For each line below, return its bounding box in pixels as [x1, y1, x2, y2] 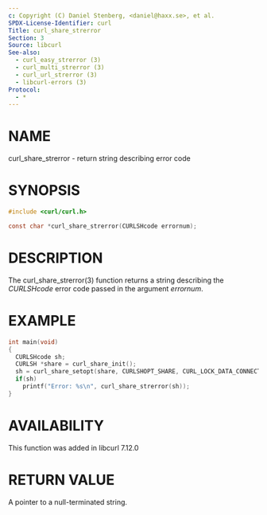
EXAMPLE [8, 312, 76, 330]
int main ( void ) [8, 337, 59, 346]
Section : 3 [8, 33, 44, 42]
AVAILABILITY [8, 416, 105, 435]
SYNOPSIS [8, 181, 81, 200]
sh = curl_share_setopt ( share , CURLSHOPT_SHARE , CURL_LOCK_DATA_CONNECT [15, 368, 261, 376]
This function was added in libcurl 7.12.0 [8, 443, 139, 452]
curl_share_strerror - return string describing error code [8, 154, 191, 163]
